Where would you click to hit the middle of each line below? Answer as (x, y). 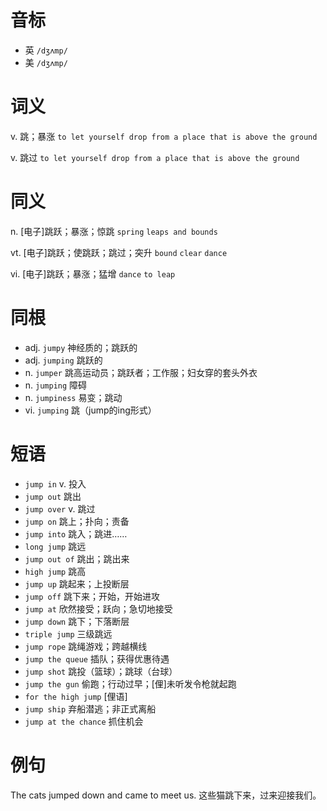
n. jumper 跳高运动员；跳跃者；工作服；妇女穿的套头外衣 (141, 372)
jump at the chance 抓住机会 (84, 721)
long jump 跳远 (55, 546)
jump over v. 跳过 (60, 508)
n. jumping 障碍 (56, 385)
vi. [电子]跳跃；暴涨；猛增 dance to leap (93, 273)
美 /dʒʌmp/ (46, 62)
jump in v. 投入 (55, 483)
